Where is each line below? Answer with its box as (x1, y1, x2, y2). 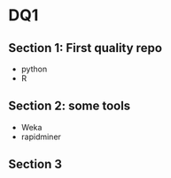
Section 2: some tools (8, 99, 131, 114)
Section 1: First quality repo (8, 41, 163, 56)
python (20, 63, 48, 74)
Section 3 (8, 157, 63, 172)
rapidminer (20, 131, 61, 142)
